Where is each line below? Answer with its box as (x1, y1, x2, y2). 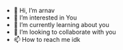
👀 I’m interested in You (13, 14, 77, 22)
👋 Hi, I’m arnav (13, 7, 55, 14)
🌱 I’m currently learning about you (13, 21, 109, 28)
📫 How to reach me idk (13, 36, 81, 43)
